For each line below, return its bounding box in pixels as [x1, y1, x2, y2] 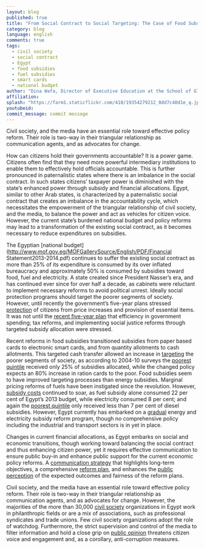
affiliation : [6, 94, 39, 100]
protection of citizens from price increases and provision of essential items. [6, 306, 195, 313]
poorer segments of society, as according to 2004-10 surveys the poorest [6, 357, 191, 364]
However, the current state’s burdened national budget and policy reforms [6, 217, 191, 224]
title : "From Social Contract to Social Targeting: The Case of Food [6, 20, 186, 26]
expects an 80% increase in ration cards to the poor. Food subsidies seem [6, 369, 192, 377]
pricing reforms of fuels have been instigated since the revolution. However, [6, 383, 196, 390]
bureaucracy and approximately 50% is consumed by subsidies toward [6, 267, 184, 274]
